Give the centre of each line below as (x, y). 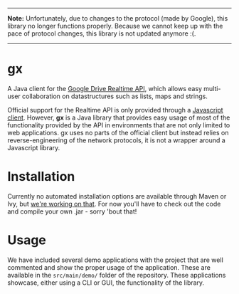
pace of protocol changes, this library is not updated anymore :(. (102, 33)
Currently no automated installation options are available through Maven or (117, 196)
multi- (212, 88)
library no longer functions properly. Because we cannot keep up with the (115, 26)
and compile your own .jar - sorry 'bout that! (72, 211)
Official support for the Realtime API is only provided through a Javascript (115, 110)
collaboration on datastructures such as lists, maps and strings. (115, 96)
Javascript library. (34, 147)
